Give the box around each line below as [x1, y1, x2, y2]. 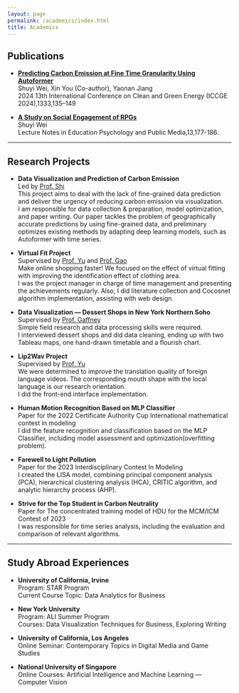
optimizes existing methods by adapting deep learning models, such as [17, 227, 226, 236]
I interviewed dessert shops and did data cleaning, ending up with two [17, 330, 224, 339]
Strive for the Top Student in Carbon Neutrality [17, 499, 159, 508]
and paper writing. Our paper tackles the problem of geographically [17, 212, 216, 221]
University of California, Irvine [17, 575, 110, 584]
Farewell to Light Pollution [17, 455, 97, 464]
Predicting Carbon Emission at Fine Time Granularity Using [17, 69, 196, 78]
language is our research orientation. [17, 382, 127, 390]
